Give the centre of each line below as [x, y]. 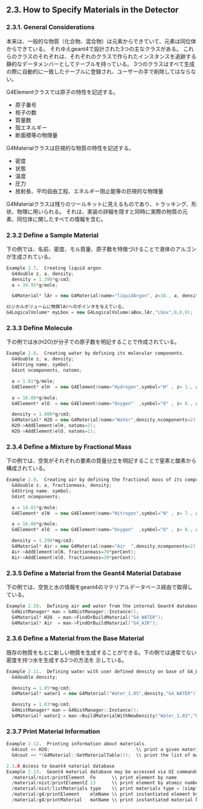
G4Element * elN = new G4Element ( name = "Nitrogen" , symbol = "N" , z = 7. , [102, 513]
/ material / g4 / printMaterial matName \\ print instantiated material [102, 800]
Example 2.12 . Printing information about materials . [77, 744]
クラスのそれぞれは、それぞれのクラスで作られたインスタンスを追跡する [106, 56]
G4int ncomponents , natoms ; [47, 371]
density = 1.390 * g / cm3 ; [41, 279]
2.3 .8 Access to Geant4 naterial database [60, 766]
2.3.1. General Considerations [50, 27]
